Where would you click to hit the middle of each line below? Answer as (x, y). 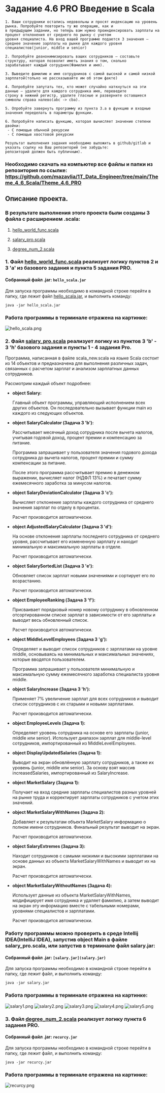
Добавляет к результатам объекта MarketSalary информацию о (79, 822)
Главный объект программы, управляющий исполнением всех (79, 403)
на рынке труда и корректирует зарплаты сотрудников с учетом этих (85, 797)
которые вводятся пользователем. (49, 659)
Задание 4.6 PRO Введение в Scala (80, 9)
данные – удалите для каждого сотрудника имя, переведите (66, 91)
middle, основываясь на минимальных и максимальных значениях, (83, 654)
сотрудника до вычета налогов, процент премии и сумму (73, 458)
